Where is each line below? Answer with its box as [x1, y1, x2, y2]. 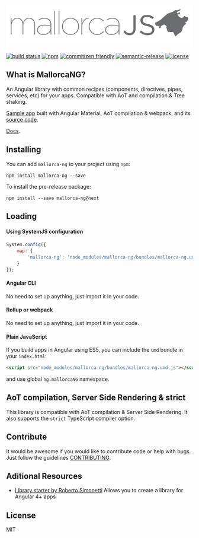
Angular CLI [6, 279, 36, 286]
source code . [6, 116, 38, 123]
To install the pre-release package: [6, 183, 91, 190]
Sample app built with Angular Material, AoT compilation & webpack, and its [6, 109, 191, 117]
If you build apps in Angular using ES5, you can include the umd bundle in [6, 346, 184, 354]
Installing [6, 145, 41, 155]
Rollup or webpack [6, 306, 53, 313]
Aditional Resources [6, 471, 82, 482]
